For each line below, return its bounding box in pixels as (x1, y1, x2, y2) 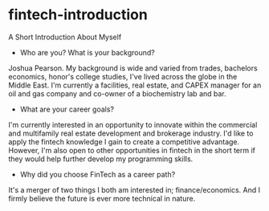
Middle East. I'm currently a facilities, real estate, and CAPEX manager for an (8, 80, 262, 90)
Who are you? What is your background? (19, 47, 155, 57)
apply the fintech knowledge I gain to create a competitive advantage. (8, 136, 240, 146)
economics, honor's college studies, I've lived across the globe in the (8, 71, 238, 81)
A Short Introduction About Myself (8, 32, 122, 42)
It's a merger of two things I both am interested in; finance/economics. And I (8, 185, 261, 194)
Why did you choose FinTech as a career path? (19, 169, 176, 179)
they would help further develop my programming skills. (8, 154, 194, 164)
